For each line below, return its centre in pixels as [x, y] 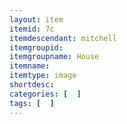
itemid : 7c [32, 29]
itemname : [30, 66]
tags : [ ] [32, 103]
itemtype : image [43, 76]
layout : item [36, 19]
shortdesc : [32, 85]
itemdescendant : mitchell [63, 38]
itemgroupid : [36, 47]
